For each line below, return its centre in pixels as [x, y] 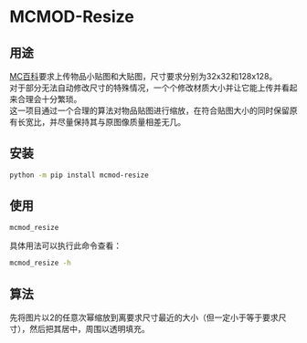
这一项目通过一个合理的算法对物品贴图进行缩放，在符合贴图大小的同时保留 [149, 110]
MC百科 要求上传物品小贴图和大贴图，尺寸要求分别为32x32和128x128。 [143, 76]
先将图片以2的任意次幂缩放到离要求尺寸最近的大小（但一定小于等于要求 [144, 317]
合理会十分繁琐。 [49, 99]
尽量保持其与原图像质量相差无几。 [121, 122]
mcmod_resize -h [40, 263]
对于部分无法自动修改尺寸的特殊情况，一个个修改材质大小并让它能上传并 [145, 88]
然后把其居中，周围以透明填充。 [89, 329]
